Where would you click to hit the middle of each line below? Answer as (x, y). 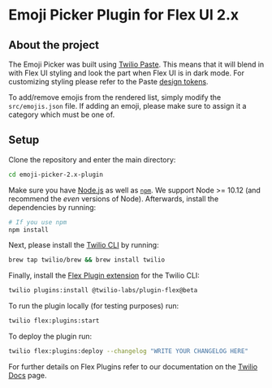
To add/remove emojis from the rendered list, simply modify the (115, 97)
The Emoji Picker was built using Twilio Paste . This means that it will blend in (136, 64)
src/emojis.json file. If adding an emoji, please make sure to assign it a (127, 106)
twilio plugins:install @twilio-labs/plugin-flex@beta (103, 291)
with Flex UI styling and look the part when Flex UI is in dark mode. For (127, 73)
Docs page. (28, 375)
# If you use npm (38, 222)
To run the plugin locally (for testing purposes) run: (94, 306)
